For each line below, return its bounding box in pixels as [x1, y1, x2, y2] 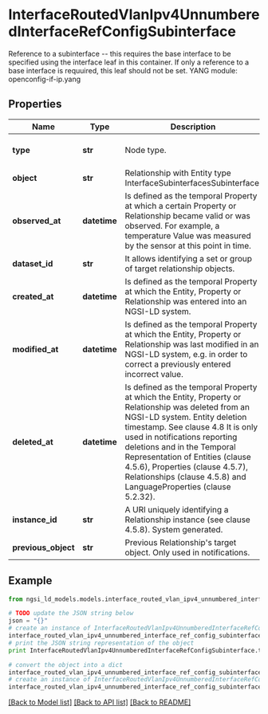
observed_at [12, 215, 61, 226]
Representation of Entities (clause [124, 451, 251, 462]
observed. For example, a [124, 220, 220, 231]
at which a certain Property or [124, 200, 237, 211]
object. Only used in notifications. [124, 547, 250, 558]
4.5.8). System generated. [124, 524, 223, 535]
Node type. [124, 144, 167, 155]
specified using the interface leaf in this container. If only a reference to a [8, 57, 250, 67]
